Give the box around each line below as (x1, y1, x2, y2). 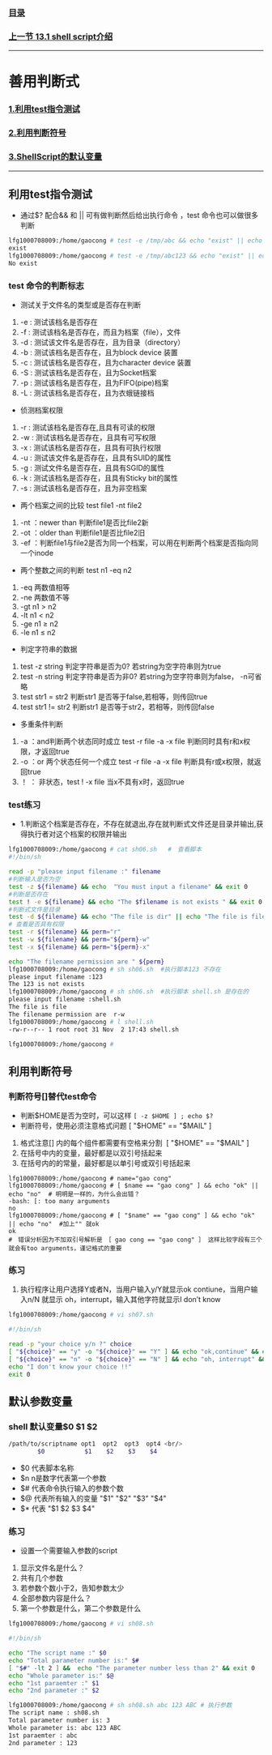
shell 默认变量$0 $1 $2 (8, 1420, 98, 1432)
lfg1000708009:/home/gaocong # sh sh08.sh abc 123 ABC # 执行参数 (8, 1702, 232, 1710)
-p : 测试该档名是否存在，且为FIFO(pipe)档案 (19, 378, 169, 388)
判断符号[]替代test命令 (8, 1091, 97, 1102)
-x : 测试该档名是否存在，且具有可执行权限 (19, 443, 162, 453)
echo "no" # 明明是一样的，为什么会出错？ (8, 1190, 140, 1198)
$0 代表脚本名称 (19, 1463, 74, 1472)
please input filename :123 (8, 972, 104, 981)
